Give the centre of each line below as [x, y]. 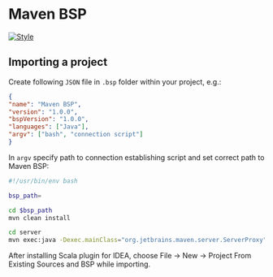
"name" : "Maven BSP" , [45, 104]
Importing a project [58, 62]
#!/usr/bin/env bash [43, 181]
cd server [25, 232]
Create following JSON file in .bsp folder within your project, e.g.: [115, 81]
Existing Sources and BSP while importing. [80, 264]
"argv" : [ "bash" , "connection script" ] [76, 135]
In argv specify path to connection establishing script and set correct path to [136, 157]
